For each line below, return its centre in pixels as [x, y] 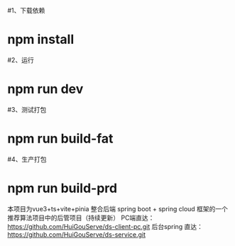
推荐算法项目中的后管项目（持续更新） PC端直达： [81, 218]
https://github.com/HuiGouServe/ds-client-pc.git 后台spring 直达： [105, 226]
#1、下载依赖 [26, 10]
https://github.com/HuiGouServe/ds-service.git [77, 234]
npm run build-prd [62, 188]
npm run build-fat [60, 139]
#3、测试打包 [27, 109]
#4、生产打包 [27, 159]
